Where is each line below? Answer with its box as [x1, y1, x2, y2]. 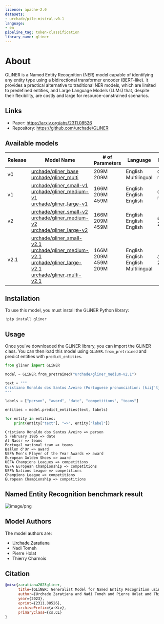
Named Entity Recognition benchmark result [5, 490, 143, 499]
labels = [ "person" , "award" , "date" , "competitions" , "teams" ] [5, 399, 139, 404]
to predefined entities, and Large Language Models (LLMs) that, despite [5, 87, 150, 93]
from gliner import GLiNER [5, 363, 60, 368]
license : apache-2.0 [5, 7, 47, 12]
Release [7, 157, 27, 164]
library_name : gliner [5, 35, 49, 40]
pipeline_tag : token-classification [5, 30, 80, 35]
